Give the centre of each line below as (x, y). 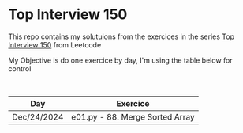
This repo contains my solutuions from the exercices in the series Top (121, 36)
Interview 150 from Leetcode (55, 44)
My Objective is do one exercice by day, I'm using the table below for (120, 60)
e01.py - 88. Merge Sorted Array (133, 116)
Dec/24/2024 (38, 116)
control (20, 68)
